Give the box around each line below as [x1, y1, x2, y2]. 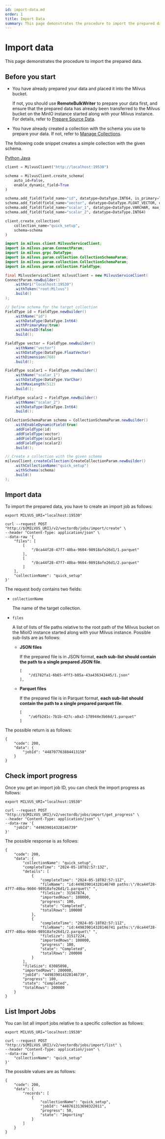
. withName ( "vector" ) [14, 345, 56, 350]
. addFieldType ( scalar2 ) [14, 440, 63, 445]
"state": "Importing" [40, 1112, 84, 1117]
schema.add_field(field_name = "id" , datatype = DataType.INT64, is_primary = [5, 196, 160, 201]
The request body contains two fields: [5, 586, 82, 592]
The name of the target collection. [12, 605, 81, 611]
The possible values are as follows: [5, 1069, 76, 1075]
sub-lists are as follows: [12, 635, 60, 641]
